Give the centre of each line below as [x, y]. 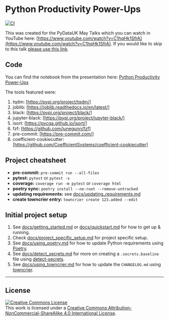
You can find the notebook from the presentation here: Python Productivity [82, 77]
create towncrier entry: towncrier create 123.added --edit [75, 199]
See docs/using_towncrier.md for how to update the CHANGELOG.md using [87, 265]
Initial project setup [36, 215]
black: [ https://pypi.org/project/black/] [52, 112]
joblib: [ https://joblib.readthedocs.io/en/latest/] [61, 107]
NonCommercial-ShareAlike [34, 313]
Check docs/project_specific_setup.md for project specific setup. [80, 238]
